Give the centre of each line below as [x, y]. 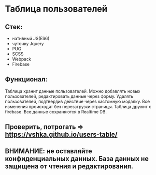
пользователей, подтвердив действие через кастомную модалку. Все [78, 101]
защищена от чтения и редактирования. [69, 166]
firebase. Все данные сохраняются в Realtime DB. [56, 111]
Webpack [21, 59]
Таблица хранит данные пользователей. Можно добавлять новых [73, 91]
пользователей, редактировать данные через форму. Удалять [69, 96]
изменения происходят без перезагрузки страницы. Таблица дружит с [78, 106]
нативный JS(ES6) [31, 38]
